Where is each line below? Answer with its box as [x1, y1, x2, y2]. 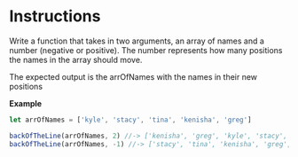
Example [9, 98, 43, 108]
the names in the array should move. [9, 54, 143, 65]
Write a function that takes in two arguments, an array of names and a [9, 35, 264, 46]
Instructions [9, 6, 101, 27]
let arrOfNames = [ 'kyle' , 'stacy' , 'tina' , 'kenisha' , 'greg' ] [9, 115, 252, 124]
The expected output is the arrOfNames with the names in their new [9, 71, 258, 82]
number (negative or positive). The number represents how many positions [9, 44, 283, 55]
